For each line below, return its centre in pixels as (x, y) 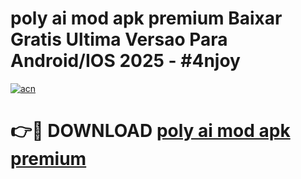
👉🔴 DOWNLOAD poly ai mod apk (150, 131)
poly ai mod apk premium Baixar (146, 18)
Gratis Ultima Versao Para (119, 39)
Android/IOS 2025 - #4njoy (125, 61)
